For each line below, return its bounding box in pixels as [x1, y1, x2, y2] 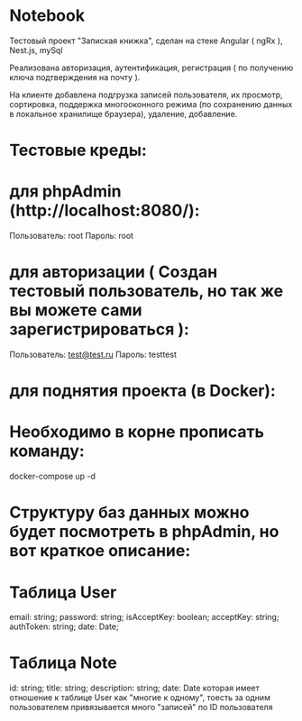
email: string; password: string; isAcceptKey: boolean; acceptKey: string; [9, 612, 279, 623]
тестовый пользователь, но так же [9, 281, 284, 302]
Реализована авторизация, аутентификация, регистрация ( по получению [9, 62, 294, 73]
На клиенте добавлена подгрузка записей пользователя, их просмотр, [9, 89, 283, 100]
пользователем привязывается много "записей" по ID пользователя [9, 702, 273, 713]
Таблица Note [9, 653, 117, 673]
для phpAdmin [9, 181, 122, 202]
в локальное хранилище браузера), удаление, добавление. [9, 108, 238, 119]
